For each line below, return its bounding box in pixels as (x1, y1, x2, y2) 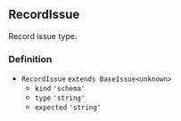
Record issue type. (8, 30, 78, 41)
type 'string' (34, 93, 86, 103)
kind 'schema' (34, 85, 86, 93)
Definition (8, 52, 53, 65)
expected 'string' (34, 103, 102, 112)
